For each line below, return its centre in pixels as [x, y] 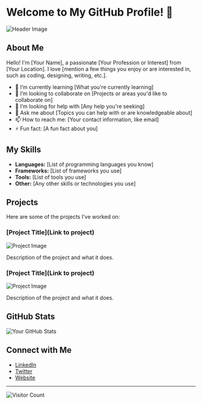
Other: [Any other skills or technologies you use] [75, 183]
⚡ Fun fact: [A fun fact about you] [56, 128]
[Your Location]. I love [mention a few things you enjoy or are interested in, [99, 69]
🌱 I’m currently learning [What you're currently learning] [84, 87]
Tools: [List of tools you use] [50, 177]
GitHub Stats [31, 317]
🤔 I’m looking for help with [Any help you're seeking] [80, 106]
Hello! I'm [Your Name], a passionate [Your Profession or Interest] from [94, 62]
